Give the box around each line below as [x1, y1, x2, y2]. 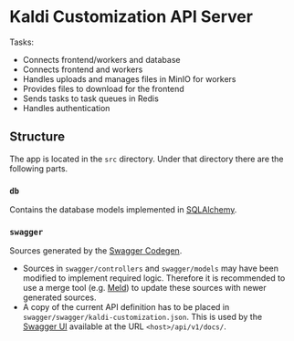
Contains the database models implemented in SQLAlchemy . [9, 204, 237, 215]
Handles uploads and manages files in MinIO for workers [22, 73, 236, 84]
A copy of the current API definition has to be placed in [22, 302, 230, 313]
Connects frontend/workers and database [22, 54, 181, 65]
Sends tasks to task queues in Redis [22, 93, 160, 104]
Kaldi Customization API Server [9, 6, 254, 27]
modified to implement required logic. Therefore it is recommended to [22, 273, 286, 284]
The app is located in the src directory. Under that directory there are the [9, 153, 285, 164]
